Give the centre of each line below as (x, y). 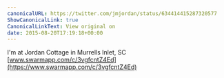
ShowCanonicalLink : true (43, 20)
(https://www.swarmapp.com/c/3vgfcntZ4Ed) (72, 67)
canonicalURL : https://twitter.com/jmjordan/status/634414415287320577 (112, 13)
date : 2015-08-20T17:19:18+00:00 (55, 33)
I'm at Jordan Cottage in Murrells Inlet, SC (67, 52)
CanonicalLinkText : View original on (61, 26)
